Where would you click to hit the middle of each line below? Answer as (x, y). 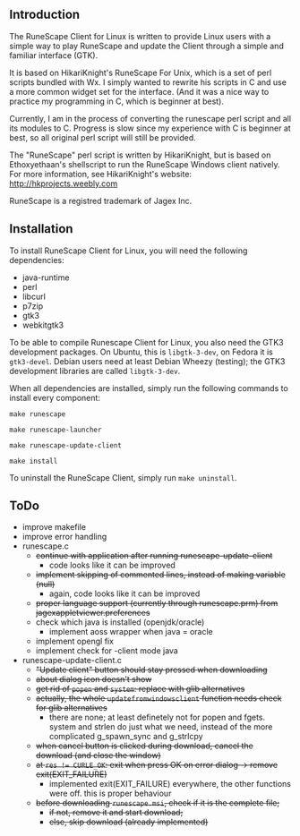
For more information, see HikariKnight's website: (101, 174)
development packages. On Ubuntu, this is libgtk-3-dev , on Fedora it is (141, 352)
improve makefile (54, 527)
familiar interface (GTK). (54, 55)
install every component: (55, 397)
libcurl (34, 296)
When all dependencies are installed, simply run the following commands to (149, 388)
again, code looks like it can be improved (124, 593)
